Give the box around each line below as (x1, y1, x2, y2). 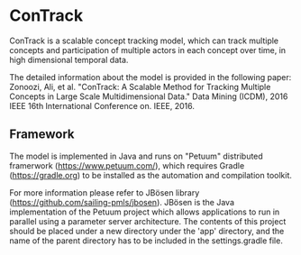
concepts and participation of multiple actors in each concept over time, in (9, 44, 287, 55)
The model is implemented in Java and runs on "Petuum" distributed (9, 150, 263, 161)
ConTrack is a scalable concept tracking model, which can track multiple (9, 35, 279, 46)
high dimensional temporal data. (9, 54, 129, 65)
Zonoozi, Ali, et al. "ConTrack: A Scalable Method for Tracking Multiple (9, 81, 271, 92)
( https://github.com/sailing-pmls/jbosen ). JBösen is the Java (9, 196, 234, 207)
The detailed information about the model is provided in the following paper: (9, 71, 292, 82)
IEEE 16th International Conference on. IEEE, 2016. (9, 100, 196, 111)
